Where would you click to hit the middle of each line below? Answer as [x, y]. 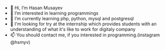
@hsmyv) [20, 42]
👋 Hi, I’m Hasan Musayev [36, 8]
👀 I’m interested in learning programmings [54, 13]
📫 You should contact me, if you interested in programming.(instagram [85, 35]
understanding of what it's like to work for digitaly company [73, 29]
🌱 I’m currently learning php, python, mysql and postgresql [72, 18]
